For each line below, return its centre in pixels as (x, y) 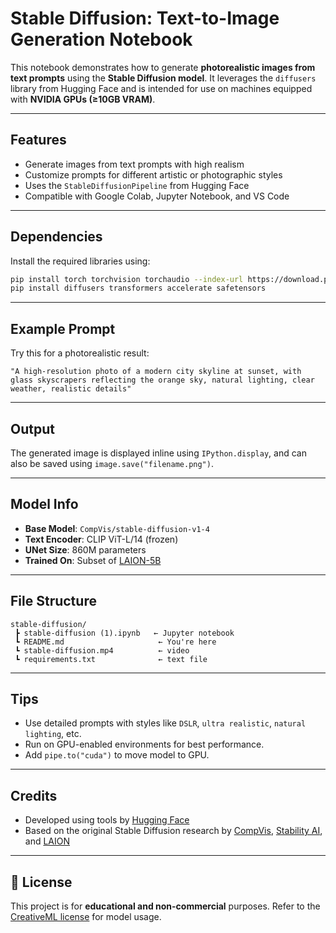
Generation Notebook (101, 39)
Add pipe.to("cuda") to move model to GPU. (117, 755)
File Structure (53, 601)
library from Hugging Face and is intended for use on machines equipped (161, 88)
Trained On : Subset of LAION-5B (93, 560)
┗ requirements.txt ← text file (111, 659)
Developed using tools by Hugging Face (107, 820)
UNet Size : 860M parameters (85, 549)
